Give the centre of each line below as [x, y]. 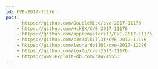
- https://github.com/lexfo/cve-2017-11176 [72, 51]
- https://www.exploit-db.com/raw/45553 [68, 56]
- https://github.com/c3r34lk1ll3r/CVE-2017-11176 [82, 40]
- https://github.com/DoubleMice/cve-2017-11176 [79, 23]
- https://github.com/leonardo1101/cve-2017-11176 [82, 46]
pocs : [12, 17]
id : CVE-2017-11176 [30, 12]
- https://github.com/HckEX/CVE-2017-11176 [72, 28]
